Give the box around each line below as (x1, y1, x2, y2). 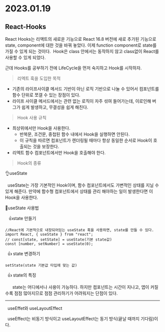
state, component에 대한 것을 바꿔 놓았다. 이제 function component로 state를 (5, 42, 157, 48)
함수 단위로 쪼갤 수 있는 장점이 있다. (12, 92, 81, 98)
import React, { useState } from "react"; (5, 232, 93, 237)
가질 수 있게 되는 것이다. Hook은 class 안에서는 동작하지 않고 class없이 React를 (5, 49, 159, 54)
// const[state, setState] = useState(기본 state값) (5, 237, 112, 242)
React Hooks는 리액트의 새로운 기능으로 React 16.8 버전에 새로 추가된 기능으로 (5, 36, 157, 42)
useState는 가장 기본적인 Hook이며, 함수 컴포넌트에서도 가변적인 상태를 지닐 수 (7, 182, 159, 188)
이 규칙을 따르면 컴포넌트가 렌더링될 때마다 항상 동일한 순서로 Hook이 (19, 138, 152, 143)
